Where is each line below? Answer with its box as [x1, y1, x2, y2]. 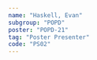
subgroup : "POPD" [8, 19, 65, 26]
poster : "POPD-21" [8, 26, 69, 34]
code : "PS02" [8, 41, 51, 48]
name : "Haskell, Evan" [8, 11, 83, 19]
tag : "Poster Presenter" [8, 33, 90, 41]
